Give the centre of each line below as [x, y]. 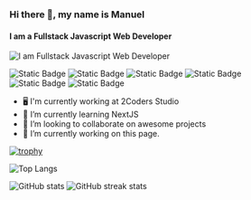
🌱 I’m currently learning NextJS [80, 114]
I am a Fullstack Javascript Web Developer [91, 36]
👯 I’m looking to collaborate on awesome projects [114, 124]
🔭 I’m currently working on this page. [91, 134]
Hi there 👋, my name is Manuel [77, 14]
